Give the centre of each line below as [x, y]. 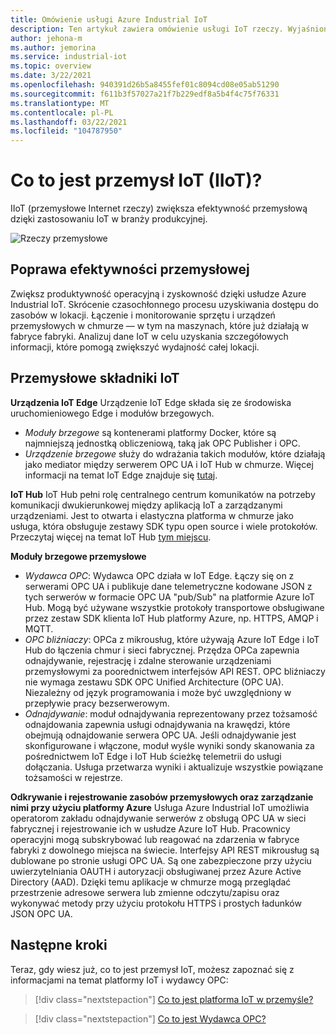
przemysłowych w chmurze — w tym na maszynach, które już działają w [160, 325]
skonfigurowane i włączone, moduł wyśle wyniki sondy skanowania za [169, 745]
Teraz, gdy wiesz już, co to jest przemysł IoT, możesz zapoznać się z [152, 969]
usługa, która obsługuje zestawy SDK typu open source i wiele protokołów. [164, 526]
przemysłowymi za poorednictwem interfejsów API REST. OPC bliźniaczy [175, 671]
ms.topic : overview [51, 66]
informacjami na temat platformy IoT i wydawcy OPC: [119, 980]
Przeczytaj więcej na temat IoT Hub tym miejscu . [111, 537]
